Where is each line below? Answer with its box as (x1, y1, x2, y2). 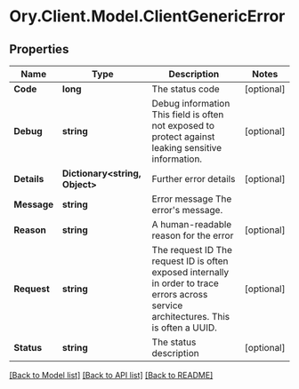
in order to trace (151, 277, 220, 290)
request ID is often (151, 255, 229, 267)
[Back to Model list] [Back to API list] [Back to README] (9, 370, 214, 380)
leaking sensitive (151, 142, 222, 154)
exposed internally (151, 266, 230, 278)
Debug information (151, 98, 230, 109)
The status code (151, 83, 220, 95)
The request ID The (151, 244, 233, 256)
